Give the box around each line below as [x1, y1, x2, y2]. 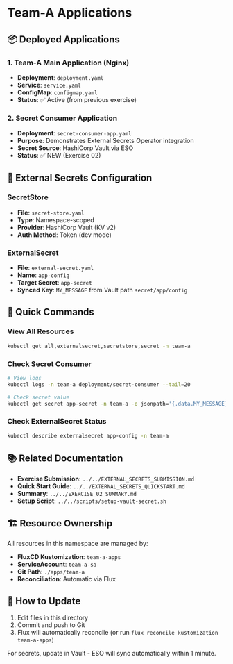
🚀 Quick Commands [7, 306, 95, 317]
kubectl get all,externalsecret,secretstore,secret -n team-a [7, 342, 191, 349]
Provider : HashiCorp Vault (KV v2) [17, 223, 116, 231]
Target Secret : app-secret [17, 279, 92, 287]
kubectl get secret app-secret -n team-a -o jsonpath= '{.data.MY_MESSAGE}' [7, 400, 231, 407]
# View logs [7, 375, 42, 382]
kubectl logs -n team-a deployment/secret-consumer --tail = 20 [7, 381, 191, 388]
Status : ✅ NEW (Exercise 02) [17, 151, 101, 160]
